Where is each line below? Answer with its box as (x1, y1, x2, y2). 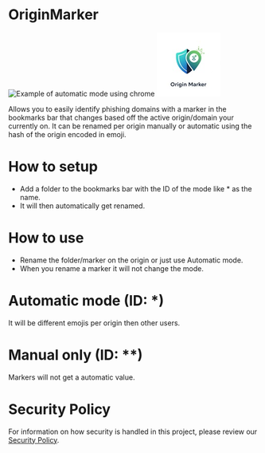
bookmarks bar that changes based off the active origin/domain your (8, 112, 235, 122)
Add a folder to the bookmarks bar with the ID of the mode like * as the (19, 183, 252, 193)
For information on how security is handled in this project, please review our (8, 427, 258, 436)
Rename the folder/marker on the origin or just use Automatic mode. (19, 255, 244, 265)
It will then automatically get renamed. (19, 201, 146, 211)
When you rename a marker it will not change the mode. (19, 263, 205, 273)
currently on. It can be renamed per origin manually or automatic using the (8, 121, 252, 131)
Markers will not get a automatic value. (8, 372, 135, 382)
